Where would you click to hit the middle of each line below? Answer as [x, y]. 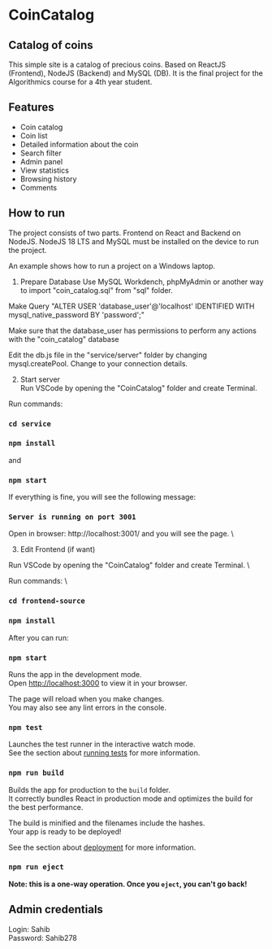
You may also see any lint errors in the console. [87, 707]
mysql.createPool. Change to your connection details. [98, 363]
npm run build [36, 773]
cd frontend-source [47, 601]
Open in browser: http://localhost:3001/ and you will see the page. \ [121, 534]
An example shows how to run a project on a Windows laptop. [112, 265]
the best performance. [46, 807]
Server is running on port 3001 [72, 517]
